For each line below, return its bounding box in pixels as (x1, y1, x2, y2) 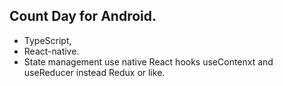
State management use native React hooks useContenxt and (23, 55, 274, 68)
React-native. (23, 45, 80, 57)
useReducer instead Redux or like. (23, 66, 166, 78)
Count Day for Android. (9, 8, 157, 25)
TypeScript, (23, 34, 72, 46)
